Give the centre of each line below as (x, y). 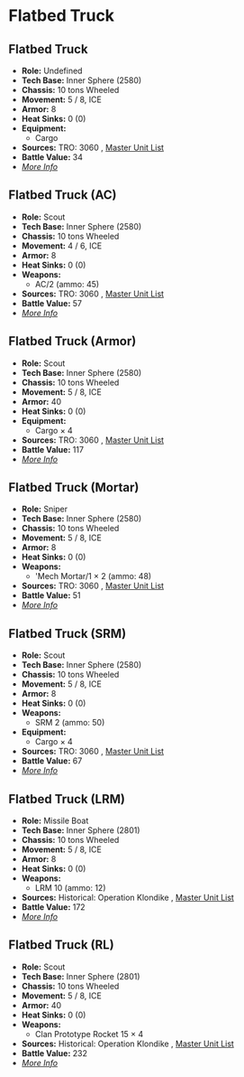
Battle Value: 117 (53, 449)
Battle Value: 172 (54, 907)
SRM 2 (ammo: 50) (70, 723)
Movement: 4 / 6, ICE (62, 246)
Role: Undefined (52, 70)
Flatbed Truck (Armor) (72, 341)
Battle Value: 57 (52, 303)
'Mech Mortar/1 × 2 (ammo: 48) (93, 576)
